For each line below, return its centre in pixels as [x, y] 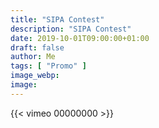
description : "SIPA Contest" [71, 29]
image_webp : [35, 76]
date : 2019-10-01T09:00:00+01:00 [80, 38]
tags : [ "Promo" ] [48, 66]
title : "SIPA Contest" [57, 19]
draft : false [37, 47]
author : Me [33, 57]
